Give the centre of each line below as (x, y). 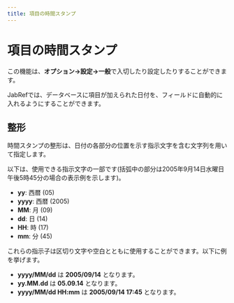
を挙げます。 (25, 260)
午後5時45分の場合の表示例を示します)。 (66, 178)
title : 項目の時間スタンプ (42, 14)
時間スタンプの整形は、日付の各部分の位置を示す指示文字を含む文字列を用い (117, 146)
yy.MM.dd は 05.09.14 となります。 (69, 283)
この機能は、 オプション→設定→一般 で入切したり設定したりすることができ (114, 71)
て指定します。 (29, 154)
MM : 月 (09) (35, 210)
